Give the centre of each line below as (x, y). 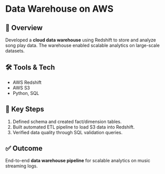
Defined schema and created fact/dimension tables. (67, 121)
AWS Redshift (27, 82)
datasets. (15, 51)
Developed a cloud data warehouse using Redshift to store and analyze (81, 40)
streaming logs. (22, 166)
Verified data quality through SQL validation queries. (67, 132)
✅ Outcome (24, 148)
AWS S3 (21, 88)
